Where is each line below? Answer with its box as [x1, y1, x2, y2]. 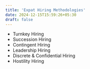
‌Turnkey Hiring [12, 31, 44, 37]
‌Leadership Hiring [12, 47, 51, 54]
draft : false [5, 17, 33, 22]
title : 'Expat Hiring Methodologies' [5, 7, 86, 13]
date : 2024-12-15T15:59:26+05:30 [5, 12, 77, 17]
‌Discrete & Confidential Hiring [12, 53, 76, 59]
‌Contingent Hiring [12, 42, 50, 48]
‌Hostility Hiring [12, 58, 44, 64]
